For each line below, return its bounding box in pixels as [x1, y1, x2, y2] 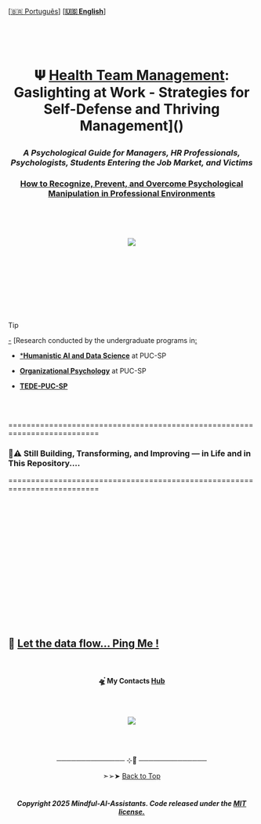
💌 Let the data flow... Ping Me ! [8, 637, 159, 651]
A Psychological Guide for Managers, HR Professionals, [23, 148, 241, 159]
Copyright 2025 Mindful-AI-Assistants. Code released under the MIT [16, 799, 247, 808]
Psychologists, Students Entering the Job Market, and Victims [10, 157, 253, 168]
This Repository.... [8, 458, 81, 469]
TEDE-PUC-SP [19, 381, 68, 391]
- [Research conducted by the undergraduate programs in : [8, 335, 198, 345]
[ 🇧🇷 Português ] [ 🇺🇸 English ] [8, 7, 107, 16]
